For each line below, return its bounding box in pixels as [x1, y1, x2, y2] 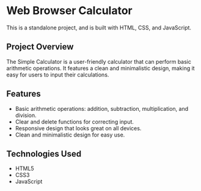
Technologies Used [6, 148, 81, 159]
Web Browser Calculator [6, 4, 133, 18]
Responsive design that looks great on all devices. [15, 124, 142, 132]
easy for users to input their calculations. [6, 71, 109, 78]
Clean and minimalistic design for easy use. [15, 131, 125, 138]
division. [15, 111, 37, 119]
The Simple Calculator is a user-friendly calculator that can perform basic [6, 58, 191, 65]
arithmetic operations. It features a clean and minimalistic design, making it [6, 64, 195, 72]
